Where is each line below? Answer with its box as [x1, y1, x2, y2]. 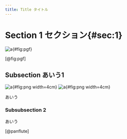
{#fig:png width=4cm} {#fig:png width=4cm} [12, 84, 111, 90]
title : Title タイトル [5, 7, 48, 12]
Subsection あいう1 [5, 71, 64, 79]
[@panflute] [5, 128, 29, 134]
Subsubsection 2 [5, 107, 46, 114]
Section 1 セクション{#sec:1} [5, 30, 123, 40]
